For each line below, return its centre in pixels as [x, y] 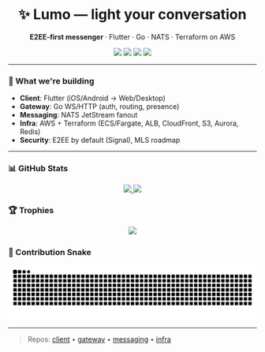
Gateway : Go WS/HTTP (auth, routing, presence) [99, 107]
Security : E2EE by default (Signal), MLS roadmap [100, 140]
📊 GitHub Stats [38, 169]
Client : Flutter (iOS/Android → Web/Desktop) [92, 98]
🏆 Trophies [31, 211]
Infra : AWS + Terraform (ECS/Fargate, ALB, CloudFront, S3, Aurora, [129, 123]
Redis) [30, 132]
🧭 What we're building [51, 81]
